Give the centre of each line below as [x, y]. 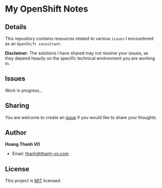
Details [16, 27]
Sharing [17, 106]
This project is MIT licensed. [33, 181]
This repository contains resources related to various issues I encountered [79, 38]
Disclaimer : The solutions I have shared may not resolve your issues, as [77, 53]
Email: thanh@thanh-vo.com [40, 154]
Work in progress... [24, 90]
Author [16, 133]
